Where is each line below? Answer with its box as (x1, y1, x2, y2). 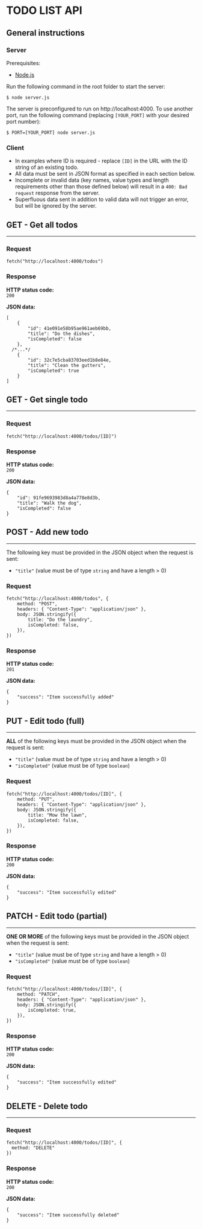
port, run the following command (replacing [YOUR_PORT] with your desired (6, 111, 189, 118)
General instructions (6, 28, 85, 38)
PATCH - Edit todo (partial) (6, 911, 108, 921)
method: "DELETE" (11, 1145, 55, 1151)
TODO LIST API (6, 4, 82, 18)
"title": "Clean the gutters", (28, 362, 106, 368)
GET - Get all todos (6, 220, 78, 230)
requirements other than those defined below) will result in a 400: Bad (14, 183, 188, 190)
